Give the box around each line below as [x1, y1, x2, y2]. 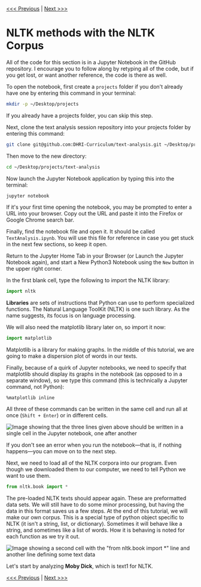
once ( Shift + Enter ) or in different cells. [6, 412, 108, 419]
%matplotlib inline [6, 395, 55, 401]
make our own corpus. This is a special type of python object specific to [6, 514, 184, 521]
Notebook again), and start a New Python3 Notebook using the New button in [6, 259, 194, 266]
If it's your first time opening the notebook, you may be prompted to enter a [6, 203, 193, 211]
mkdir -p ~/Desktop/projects [6, 101, 79, 107]
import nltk [6, 288, 36, 295]
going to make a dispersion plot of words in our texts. [6, 352, 138, 360]
